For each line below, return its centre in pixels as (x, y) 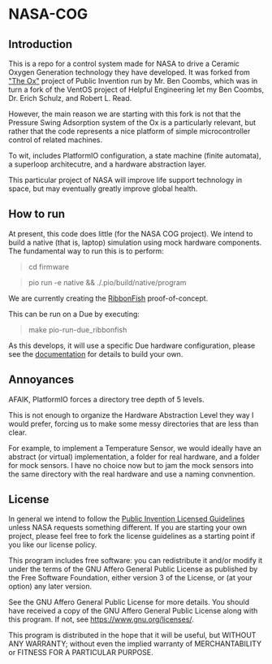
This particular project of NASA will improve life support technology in (125, 180)
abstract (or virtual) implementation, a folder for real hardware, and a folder (134, 457)
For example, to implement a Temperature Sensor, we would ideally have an (135, 448)
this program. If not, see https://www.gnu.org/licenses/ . (101, 619)
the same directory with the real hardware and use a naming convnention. (132, 474)
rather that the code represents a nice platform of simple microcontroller (130, 131)
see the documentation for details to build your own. (96, 354)
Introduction (41, 44)
